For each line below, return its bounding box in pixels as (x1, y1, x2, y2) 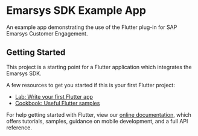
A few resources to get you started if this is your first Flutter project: (6, 81, 175, 88)
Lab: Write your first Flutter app (14, 93, 94, 100)
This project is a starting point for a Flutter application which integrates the (6, 63, 192, 70)
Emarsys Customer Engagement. (6, 29, 88, 37)
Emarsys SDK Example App (6, 4, 147, 17)
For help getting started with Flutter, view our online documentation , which (6, 111, 192, 118)
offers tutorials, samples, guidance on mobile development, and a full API (6, 117, 188, 125)
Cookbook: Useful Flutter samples (14, 99, 100, 107)
